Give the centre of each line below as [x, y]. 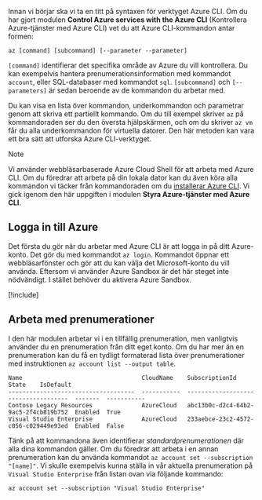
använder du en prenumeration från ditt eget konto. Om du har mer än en [126, 347]
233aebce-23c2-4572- [221, 419]
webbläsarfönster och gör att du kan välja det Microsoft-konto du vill [119, 263]
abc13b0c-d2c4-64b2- [221, 405]
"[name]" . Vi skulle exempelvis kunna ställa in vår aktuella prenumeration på [131, 465]
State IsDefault [40, 385]
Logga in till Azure [53, 227]
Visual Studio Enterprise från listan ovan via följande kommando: [116, 473]
